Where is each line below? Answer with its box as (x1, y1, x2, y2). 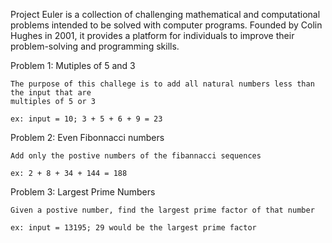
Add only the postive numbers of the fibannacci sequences (10, 151, 262, 161)
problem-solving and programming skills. (10, 40, 180, 52)
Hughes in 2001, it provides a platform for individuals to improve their (10, 30, 295, 41)
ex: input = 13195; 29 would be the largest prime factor (10, 223, 257, 233)
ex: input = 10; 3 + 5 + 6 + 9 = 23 (10, 114, 163, 124)
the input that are (10, 88, 92, 98)
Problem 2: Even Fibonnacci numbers (10, 132, 165, 143)
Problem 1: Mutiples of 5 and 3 (10, 60, 136, 71)
